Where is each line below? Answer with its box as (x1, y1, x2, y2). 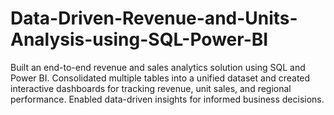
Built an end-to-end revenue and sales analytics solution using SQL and (10, 61, 306, 73)
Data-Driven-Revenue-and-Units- (10, 7, 298, 30)
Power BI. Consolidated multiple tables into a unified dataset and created (10, 72, 311, 84)
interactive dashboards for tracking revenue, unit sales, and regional (10, 82, 292, 94)
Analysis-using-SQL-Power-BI (10, 28, 269, 51)
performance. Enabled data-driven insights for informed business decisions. (10, 93, 325, 105)
